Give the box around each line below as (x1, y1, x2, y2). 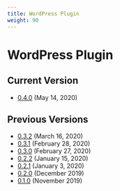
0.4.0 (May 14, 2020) (17, 93, 78, 101)
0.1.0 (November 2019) (17, 176, 82, 185)
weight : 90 (7, 17, 39, 24)
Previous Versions (7, 113, 89, 125)
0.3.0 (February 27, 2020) (17, 147, 91, 155)
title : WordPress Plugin (7, 10, 80, 17)
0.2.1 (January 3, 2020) (17, 162, 85, 170)
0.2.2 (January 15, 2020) (17, 155, 89, 163)
